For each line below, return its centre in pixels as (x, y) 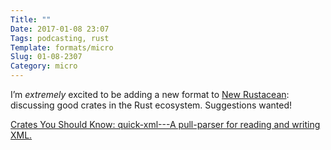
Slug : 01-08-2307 (46, 57)
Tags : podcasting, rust (60, 38)
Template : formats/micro (62, 47)
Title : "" (31, 19)
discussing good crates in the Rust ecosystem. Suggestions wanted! (151, 105)
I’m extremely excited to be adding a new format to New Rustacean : (150, 94)
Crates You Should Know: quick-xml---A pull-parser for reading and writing (165, 124)
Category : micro (44, 66)
